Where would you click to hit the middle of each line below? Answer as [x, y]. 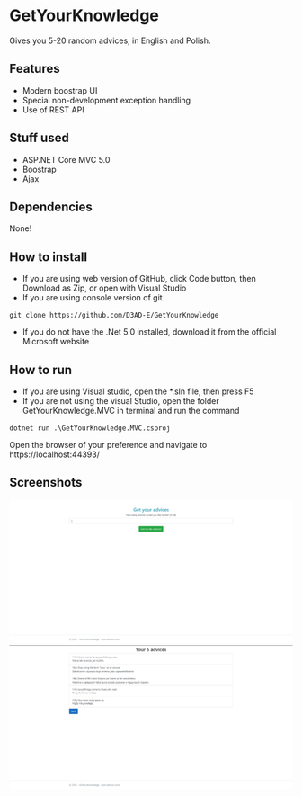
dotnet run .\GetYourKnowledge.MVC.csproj [90, 428]
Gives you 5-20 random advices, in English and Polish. [110, 40]
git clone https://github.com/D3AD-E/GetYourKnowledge [114, 316]
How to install [49, 257]
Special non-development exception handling [107, 100]
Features [35, 69]
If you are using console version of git [93, 298]
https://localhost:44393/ [55, 454]
